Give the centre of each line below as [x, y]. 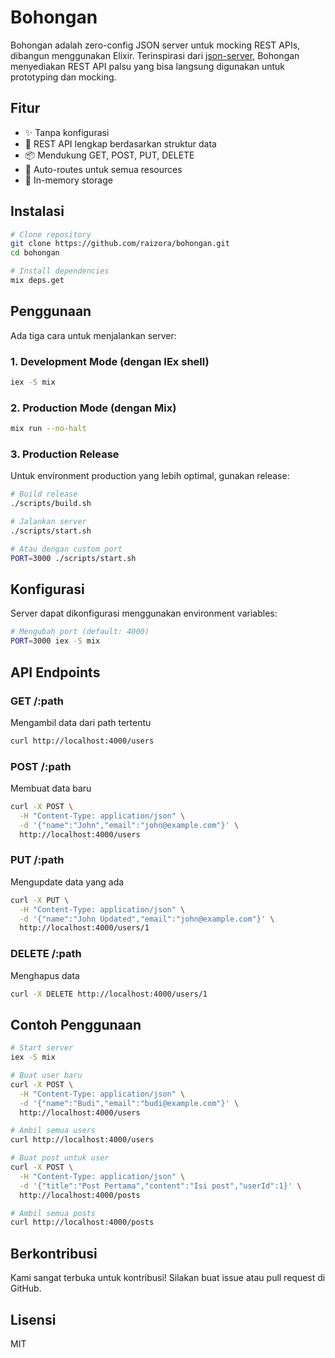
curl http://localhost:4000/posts [82, 1222]
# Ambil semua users [53, 1131]
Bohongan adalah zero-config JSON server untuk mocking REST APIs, [155, 45]
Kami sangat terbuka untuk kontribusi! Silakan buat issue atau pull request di [168, 1278]
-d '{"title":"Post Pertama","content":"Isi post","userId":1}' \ [160, 1186]
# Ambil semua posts [53, 1213]
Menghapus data [45, 975]
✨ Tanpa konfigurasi [67, 132]
